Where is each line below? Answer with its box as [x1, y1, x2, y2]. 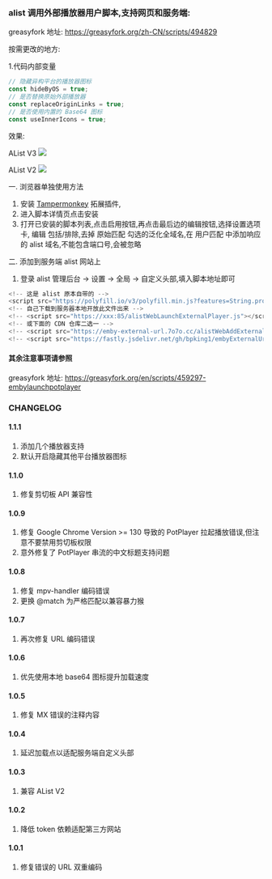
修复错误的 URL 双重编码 [19, 862, 103, 872]
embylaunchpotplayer [8, 382, 81, 392]
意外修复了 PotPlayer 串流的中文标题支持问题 [19, 548, 170, 558]
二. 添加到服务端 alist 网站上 [8, 257, 101, 266]
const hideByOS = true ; [8, 85, 89, 94]
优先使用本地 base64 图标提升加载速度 [19, 672, 150, 682]
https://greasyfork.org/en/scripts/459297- [64, 372, 206, 382]
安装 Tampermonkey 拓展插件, [19, 198, 121, 208]
